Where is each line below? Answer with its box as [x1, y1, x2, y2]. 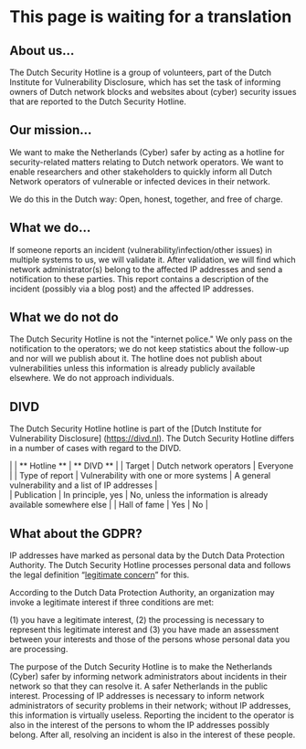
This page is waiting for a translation [9, 6, 292, 27]
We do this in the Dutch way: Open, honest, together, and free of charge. [9, 194, 283, 205]
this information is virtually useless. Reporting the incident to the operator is [9, 710, 295, 721]
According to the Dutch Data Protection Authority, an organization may [9, 587, 276, 598]
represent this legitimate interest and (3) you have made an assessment [9, 624, 280, 636]
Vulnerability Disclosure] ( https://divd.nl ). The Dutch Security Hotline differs [9, 433, 295, 444]
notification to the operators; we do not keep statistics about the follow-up [9, 343, 290, 354]
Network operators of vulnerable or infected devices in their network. [9, 175, 271, 186]
